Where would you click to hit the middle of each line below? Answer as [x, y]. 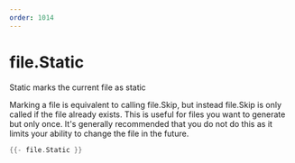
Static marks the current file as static [78, 87]
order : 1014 [32, 18]
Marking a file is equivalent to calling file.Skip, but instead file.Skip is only [146, 104]
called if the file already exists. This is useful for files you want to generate [147, 114]
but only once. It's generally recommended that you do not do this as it [141, 123]
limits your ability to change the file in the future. [99, 133]
